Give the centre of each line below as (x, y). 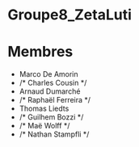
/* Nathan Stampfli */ (54, 134)
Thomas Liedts (44, 109)
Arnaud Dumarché (50, 91)
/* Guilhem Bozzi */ (51, 117)
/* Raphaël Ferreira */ (55, 100)
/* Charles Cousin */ (53, 83)
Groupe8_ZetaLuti (70, 15)
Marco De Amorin (48, 74)
